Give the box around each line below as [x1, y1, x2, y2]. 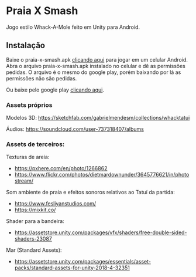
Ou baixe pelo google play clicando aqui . [6, 86, 104, 93]
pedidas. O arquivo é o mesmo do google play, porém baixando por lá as [6, 69, 181, 76]
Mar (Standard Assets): [6, 246, 63, 254]
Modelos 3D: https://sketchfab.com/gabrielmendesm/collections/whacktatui [6, 114, 190, 121]
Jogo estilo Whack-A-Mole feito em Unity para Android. [6, 23, 140, 31]
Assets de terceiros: [6, 140, 65, 148]
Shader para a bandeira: [6, 218, 64, 225]
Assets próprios [6, 101, 53, 109]
